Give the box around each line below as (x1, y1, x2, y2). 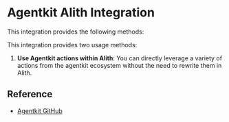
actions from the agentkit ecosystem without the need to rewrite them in (17, 61, 222, 69)
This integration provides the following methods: (7, 27, 144, 36)
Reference (7, 88, 53, 100)
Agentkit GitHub (17, 106, 63, 114)
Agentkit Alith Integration (7, 5, 155, 21)
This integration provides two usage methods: (7, 40, 138, 49)
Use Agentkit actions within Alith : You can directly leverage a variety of (17, 53, 222, 62)
